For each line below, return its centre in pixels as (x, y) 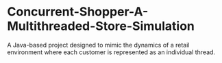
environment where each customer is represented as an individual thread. (111, 52)
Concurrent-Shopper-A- (78, 12)
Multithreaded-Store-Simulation (101, 26)
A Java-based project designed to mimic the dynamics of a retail (98, 45)
